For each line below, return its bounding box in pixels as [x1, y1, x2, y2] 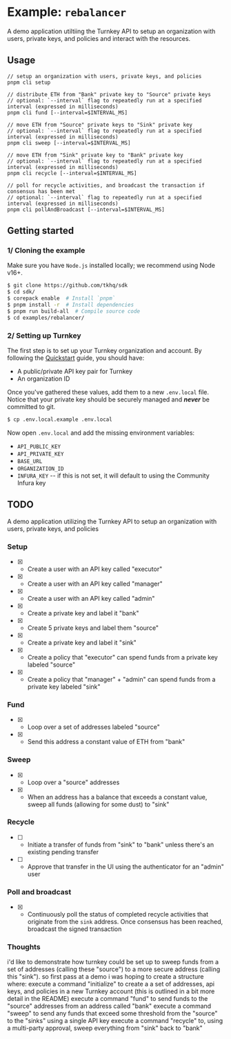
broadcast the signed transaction [27, 925, 122, 933]
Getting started [7, 225, 74, 237]
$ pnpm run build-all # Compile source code [7, 307, 140, 315]
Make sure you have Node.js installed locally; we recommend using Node [7, 261, 216, 270]
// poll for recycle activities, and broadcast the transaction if [7, 181, 205, 189]
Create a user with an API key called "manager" [27, 579, 163, 588]
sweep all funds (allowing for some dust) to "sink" [27, 800, 170, 808]
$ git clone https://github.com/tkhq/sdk [7, 282, 128, 289]
